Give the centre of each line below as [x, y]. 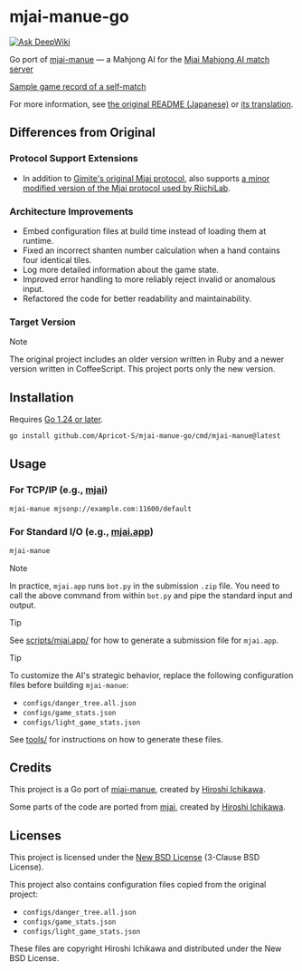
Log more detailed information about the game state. [121, 269]
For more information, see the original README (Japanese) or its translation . [151, 104]
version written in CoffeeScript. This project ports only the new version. [142, 369]
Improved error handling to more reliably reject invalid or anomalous [149, 279]
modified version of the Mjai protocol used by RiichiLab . [126, 188]
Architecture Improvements [71, 211]
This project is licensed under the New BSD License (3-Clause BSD [135, 858]
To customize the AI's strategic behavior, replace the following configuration [151, 675]
